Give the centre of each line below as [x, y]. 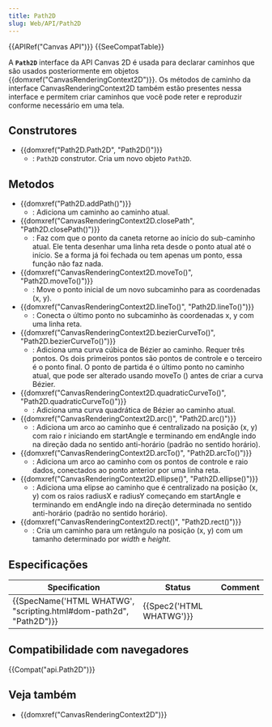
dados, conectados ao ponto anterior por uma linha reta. [126, 470]
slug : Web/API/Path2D [45, 23]
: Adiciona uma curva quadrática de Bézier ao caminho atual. [134, 410]
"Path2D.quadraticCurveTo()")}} [73, 402]
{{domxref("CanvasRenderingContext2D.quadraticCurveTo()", [123, 393]
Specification [74, 587]
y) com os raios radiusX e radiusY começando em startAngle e [136, 496]
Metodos [32, 184]
